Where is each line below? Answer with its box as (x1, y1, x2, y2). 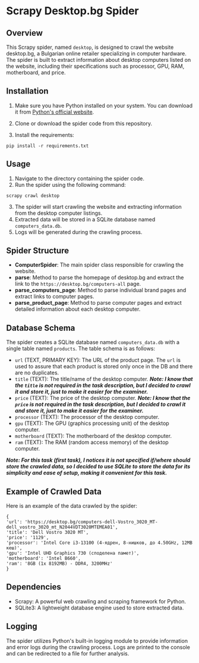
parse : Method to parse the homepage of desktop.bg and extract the (14, 274, 184, 281)
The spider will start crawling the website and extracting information (14, 203, 182, 210)
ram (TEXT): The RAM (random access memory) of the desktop (14, 439, 169, 446)
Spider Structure (6, 246, 70, 256)
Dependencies (6, 582, 61, 592)
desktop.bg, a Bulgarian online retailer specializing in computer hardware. (6, 50, 187, 57)
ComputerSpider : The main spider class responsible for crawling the (14, 261, 184, 268)
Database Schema (6, 323, 75, 333)
